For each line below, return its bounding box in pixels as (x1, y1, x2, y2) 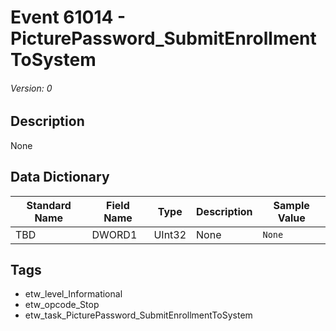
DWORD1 (91, 227, 138, 241)
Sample (273, 198, 310, 212)
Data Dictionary (10, 169, 110, 186)
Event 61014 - (10, 6, 127, 29)
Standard (26, 198, 72, 212)
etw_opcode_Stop (24, 299, 100, 311)
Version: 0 (10, 82, 53, 94)
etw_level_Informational (24, 288, 123, 300)
